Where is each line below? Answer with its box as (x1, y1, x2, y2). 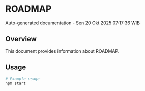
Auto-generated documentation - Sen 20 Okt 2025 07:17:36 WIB (5, 20, 140, 26)
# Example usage (5, 76, 40, 81)
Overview (5, 35, 37, 43)
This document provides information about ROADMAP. (5, 48, 120, 54)
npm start (5, 81, 26, 86)
